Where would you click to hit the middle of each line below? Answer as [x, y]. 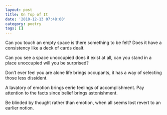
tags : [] [14, 28]
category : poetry [23, 24]
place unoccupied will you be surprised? [47, 63]
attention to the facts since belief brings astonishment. [61, 93]
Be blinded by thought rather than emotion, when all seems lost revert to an [83, 102]
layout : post [19, 10]
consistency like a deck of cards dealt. [45, 48]
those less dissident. [26, 78]
